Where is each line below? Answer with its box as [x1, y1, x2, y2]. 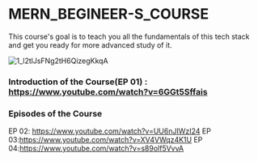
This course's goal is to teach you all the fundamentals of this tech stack [8, 32, 250, 41]
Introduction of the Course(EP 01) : [8, 76, 148, 87]
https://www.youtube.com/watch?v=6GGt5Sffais [8, 86, 208, 97]
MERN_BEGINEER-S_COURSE [8, 5, 209, 23]
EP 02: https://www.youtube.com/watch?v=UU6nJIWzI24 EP [8, 126, 212, 136]
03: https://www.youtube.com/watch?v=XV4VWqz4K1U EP [8, 135, 203, 145]
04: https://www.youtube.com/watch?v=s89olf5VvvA [8, 143, 184, 154]
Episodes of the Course [8, 108, 103, 119]
